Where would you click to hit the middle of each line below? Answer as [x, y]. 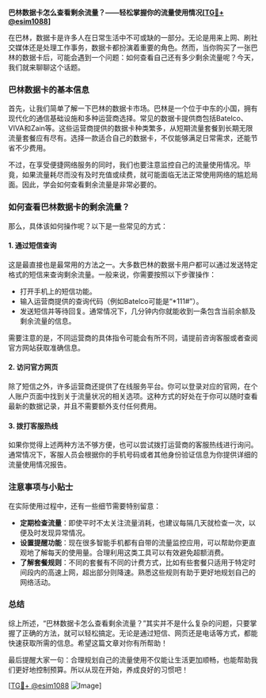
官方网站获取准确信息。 [46, 347]
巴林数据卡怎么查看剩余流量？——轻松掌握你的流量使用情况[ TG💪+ [116, 12]
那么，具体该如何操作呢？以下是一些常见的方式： [88, 226]
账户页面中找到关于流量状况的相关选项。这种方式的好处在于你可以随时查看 [136, 396]
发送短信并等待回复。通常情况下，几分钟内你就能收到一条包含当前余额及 [137, 311]
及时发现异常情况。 [58, 533]
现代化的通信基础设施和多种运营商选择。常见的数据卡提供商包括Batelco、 [128, 119]
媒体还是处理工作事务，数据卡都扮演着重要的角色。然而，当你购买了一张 [133, 47]
